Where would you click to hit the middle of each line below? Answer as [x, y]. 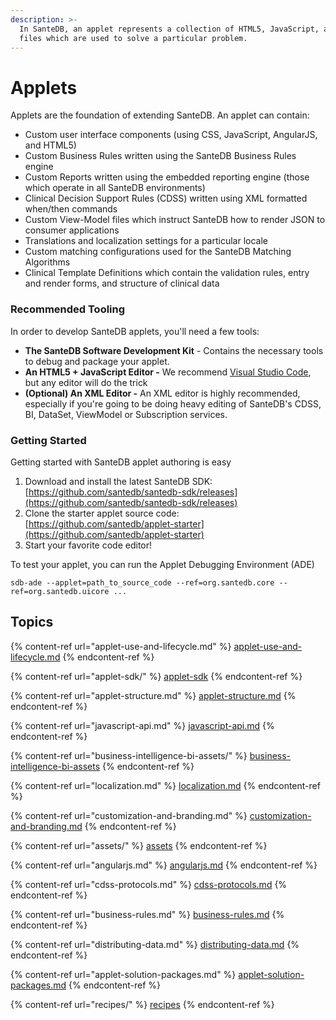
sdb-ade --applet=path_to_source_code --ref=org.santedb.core [142, 582]
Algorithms [47, 262]
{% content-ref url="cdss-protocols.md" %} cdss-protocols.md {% [149, 884]
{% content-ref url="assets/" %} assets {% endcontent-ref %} [139, 845]
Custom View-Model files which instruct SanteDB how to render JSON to [175, 220]
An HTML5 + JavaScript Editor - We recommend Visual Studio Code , [168, 372]
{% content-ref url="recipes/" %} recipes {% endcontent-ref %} [142, 1004]
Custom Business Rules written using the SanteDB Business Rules [160, 156]
